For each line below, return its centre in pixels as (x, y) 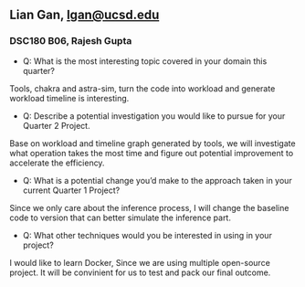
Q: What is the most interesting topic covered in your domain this (145, 61)
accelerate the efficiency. (57, 163)
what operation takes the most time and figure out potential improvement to (152, 153)
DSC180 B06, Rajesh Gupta (71, 41)
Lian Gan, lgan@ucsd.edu (84, 15)
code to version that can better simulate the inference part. (120, 218)
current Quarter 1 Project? (71, 190)
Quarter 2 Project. (56, 125)
